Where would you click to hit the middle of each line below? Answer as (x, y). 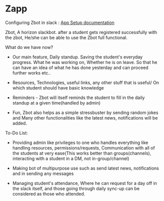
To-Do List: (17, 132)
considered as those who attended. (49, 193)
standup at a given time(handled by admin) (56, 102)
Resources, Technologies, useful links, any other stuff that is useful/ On (86, 82)
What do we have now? (29, 47)
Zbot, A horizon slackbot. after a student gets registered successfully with (81, 32)
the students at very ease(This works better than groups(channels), (82, 153)
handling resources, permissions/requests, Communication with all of (84, 147)
